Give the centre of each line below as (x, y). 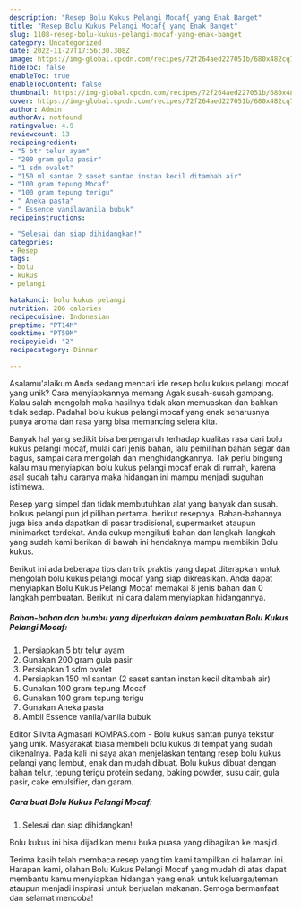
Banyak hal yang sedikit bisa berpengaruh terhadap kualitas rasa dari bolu (146, 438)
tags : (19, 259)
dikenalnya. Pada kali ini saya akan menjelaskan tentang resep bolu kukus (146, 753)
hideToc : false (38, 68)
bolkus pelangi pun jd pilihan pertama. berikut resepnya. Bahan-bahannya (146, 513)
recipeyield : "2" (42, 342)
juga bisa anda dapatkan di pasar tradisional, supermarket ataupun (133, 523)
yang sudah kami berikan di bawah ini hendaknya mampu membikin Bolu (144, 542)
